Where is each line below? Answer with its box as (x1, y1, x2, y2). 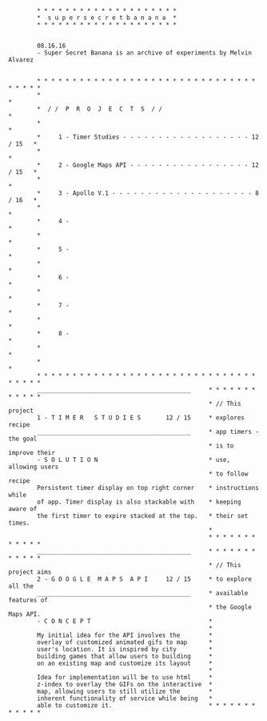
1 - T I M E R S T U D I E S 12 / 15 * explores (37, 414, 245, 422)
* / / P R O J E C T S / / (37, 105, 162, 113)
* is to (208, 442, 234, 450)
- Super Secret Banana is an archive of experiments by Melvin (37, 49, 252, 57)
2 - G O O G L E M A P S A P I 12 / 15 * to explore (37, 575, 252, 583)
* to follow (208, 470, 249, 478)
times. (8, 519, 30, 527)
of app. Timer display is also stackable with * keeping (37, 498, 241, 506)
